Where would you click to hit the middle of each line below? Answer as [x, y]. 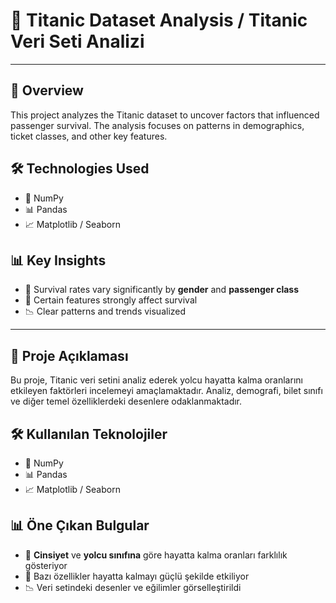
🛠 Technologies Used [80, 169]
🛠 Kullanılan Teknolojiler [89, 434]
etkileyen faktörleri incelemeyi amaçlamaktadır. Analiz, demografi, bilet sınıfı [166, 391]
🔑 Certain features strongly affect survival [111, 300]
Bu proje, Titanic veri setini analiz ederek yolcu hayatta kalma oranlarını [156, 380]
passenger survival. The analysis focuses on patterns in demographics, [157, 125]
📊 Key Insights [58, 260]
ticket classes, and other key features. [89, 136]
